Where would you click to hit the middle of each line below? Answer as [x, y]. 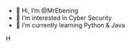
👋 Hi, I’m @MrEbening [47, 11]
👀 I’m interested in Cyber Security [64, 18]
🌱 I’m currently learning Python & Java [70, 25]
